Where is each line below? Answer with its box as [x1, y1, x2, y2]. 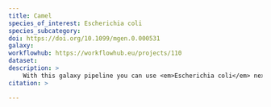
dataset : [8, 57, 38, 65]
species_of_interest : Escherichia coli [8, 19, 143, 27]
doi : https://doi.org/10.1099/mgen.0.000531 [8, 34, 161, 43]
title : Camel [8, 11, 52, 20]
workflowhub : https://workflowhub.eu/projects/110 [8, 49, 182, 57]
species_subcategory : [8, 27, 81, 35]
